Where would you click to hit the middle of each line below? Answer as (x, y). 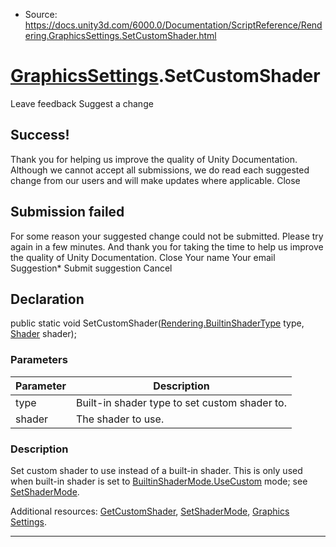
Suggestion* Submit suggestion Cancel (91, 268)
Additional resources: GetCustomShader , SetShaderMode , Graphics (150, 511)
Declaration (47, 299)
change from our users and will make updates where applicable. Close (155, 180)
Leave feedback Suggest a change (82, 103)
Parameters (39, 360)
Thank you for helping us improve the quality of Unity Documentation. (154, 159)
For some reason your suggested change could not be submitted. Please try (167, 236)
